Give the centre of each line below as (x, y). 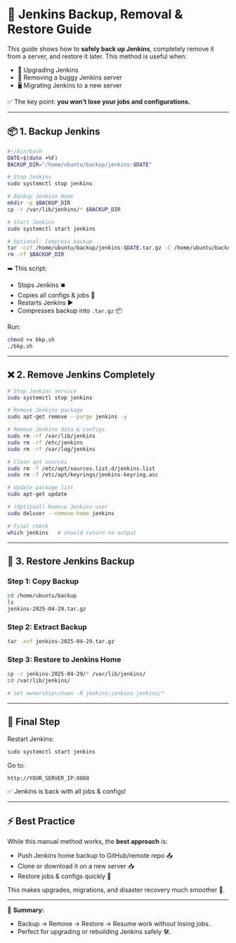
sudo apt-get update (38, 494)
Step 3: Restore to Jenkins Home (64, 659)
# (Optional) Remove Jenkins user (58, 507)
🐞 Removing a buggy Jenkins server (70, 77)
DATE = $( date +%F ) (33, 158)
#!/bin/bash (25, 151)
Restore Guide (50, 29)
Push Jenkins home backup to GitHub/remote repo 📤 (95, 856)
